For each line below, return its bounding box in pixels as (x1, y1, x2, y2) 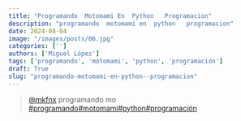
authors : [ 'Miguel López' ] (8, 50, 100, 58)
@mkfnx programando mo (28, 94, 116, 104)
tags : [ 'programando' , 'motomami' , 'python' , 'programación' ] (8, 58, 223, 66)
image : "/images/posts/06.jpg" (8, 34, 114, 43)
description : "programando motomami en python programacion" (8, 19, 234, 28)
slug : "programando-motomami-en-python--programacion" (8, 72, 198, 80)
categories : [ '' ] (8, 42, 67, 50)
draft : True (8, 65, 49, 73)
